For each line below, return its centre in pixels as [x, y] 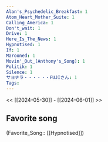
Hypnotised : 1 [23, 45]
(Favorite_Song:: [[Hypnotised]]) [45, 133]
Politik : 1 [19, 67]
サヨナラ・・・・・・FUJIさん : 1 [42, 78]
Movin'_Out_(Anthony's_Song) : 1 [45, 61]
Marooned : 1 [21, 56]
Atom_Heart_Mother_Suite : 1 [41, 17]
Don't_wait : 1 [23, 28]
